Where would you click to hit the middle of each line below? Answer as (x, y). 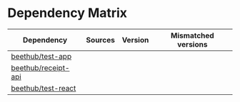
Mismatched (192, 35)
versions (192, 44)
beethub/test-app (41, 56)
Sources (101, 40)
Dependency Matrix (67, 13)
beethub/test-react (44, 88)
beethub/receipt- (40, 67)
